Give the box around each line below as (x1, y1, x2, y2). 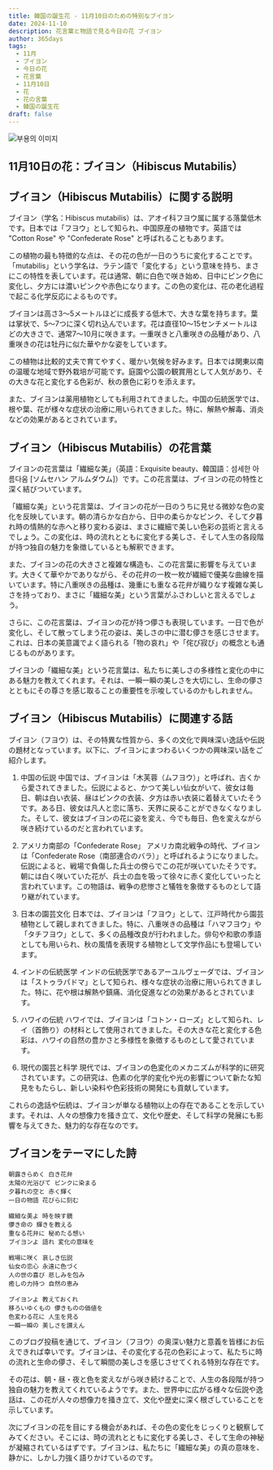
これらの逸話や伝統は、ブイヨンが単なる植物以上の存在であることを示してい (8, 1100, 265, 1109)
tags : (8, 42, 27, 50)
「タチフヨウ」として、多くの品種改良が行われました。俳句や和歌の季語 (19, 929, 262, 938)
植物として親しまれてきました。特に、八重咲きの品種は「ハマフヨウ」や (19, 919, 262, 929)
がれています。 (34, 891, 84, 901)
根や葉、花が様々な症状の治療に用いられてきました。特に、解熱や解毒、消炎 (8, 405, 264, 414)
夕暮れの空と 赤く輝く (8, 1188, 73, 1196)
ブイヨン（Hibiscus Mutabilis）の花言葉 (8, 440, 211, 454)
